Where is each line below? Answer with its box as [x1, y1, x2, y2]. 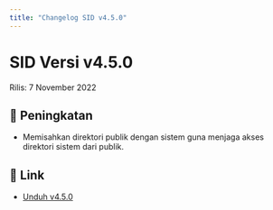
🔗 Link [9, 168, 45, 183]
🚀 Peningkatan [9, 107, 93, 123]
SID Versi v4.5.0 [9, 51, 134, 72]
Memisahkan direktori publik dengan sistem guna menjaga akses [22, 132, 265, 142]
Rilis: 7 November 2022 [9, 82, 97, 93]
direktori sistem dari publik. [22, 142, 125, 152]
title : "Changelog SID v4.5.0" [9, 13, 127, 23]
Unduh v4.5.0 [22, 191, 74, 203]
